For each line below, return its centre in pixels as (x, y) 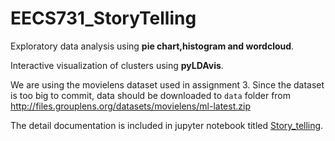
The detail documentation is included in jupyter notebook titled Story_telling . (167, 125)
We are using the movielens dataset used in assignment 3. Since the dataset (167, 84)
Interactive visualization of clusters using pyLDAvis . (117, 65)
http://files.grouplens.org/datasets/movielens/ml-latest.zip (130, 106)
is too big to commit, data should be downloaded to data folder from (151, 95)
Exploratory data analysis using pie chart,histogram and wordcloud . (152, 46)
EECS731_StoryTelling (103, 18)
